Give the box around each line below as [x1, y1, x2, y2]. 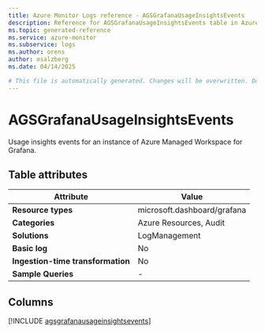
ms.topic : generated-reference [8, 26, 111, 34]
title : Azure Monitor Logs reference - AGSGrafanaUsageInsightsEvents [8, 11, 245, 20]
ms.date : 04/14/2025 [8, 63, 77, 71]
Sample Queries [12, 268, 73, 279]
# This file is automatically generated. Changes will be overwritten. [8, 76, 248, 85]
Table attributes [8, 168, 88, 181]
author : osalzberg [8, 56, 69, 64]
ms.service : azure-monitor [8, 33, 97, 42]
